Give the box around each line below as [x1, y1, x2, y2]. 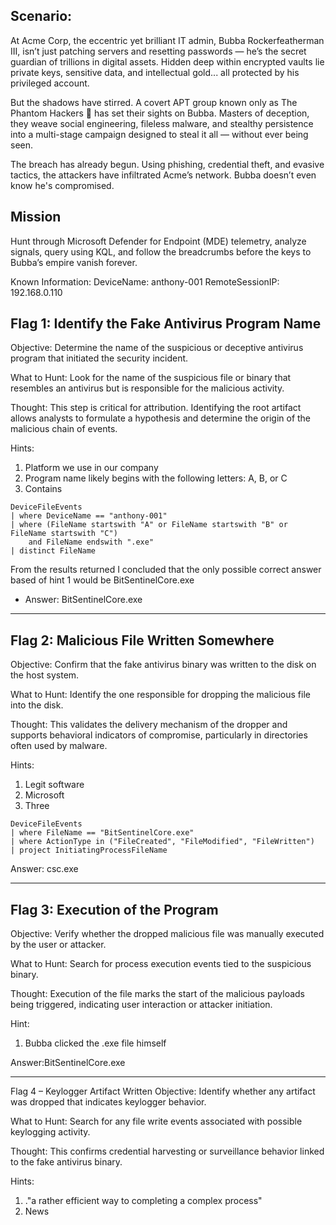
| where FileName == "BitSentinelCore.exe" [10, 828, 195, 838]
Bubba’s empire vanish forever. [10, 256, 138, 268]
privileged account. [10, 77, 90, 89]
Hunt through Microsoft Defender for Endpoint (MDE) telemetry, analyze [10, 235, 307, 247]
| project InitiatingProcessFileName [10, 845, 168, 856]
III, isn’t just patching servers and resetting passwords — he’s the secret [10, 45, 307, 57]
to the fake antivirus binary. [10, 1156, 123, 1168]
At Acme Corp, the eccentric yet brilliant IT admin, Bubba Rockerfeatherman [10, 34, 325, 46]
